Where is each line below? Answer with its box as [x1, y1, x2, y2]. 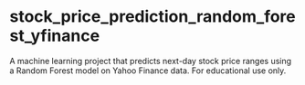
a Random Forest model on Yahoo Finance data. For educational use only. [9, 65, 287, 76]
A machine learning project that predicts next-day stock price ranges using [9, 55, 292, 66]
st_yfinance [9, 25, 100, 46]
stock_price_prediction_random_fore [9, 6, 297, 27]
